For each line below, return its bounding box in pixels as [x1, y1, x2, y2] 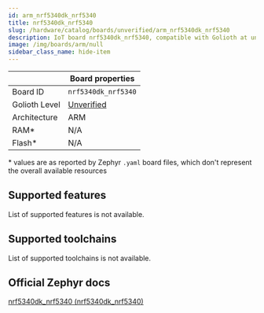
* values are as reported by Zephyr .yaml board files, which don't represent [8, 158, 252, 167]
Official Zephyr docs [8, 276, 111, 289]
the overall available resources [8, 166, 108, 175]
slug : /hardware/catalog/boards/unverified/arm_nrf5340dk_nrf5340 [8, 26, 230, 34]
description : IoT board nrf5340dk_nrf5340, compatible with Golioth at [8, 33, 247, 42]
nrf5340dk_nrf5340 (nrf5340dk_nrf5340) [8, 296, 144, 307]
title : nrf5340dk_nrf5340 [8, 19, 93, 27]
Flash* [12, 138, 38, 148]
